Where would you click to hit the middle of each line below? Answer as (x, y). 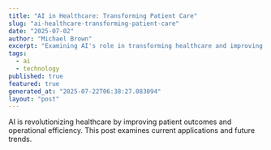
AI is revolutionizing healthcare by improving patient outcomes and (120, 122)
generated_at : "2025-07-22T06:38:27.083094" (85, 91)
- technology (38, 69)
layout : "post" (34, 99)
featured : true (34, 84)
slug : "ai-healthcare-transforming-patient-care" (94, 24)
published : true (36, 76)
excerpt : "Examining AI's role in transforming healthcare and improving (136, 46)
